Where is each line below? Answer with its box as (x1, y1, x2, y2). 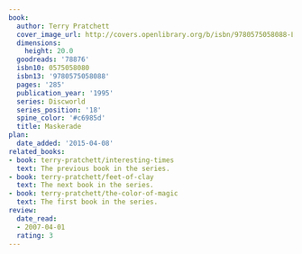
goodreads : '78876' (16, 55, 90, 64)
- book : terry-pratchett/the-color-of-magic (8, 189, 178, 198)
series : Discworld (16, 96, 87, 106)
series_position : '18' (16, 105, 102, 114)
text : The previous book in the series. (16, 164, 170, 173)
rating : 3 (16, 231, 53, 240)
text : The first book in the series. (16, 197, 159, 207)
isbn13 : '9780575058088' (16, 72, 110, 81)
